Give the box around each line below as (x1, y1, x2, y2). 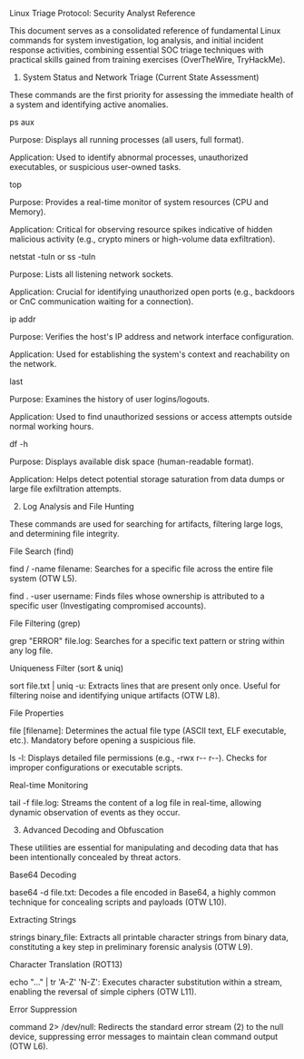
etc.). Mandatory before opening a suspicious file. (9, 735, 197, 746)
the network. (9, 359, 57, 369)
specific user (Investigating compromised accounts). (9, 600, 207, 611)
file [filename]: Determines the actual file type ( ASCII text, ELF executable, (9, 726, 287, 736)
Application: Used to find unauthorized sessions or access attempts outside (9, 411, 293, 421)
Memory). (9, 206, 46, 217)
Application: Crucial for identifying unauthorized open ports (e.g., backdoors (9, 286, 295, 297)
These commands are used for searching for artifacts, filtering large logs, (9, 519, 284, 529)
